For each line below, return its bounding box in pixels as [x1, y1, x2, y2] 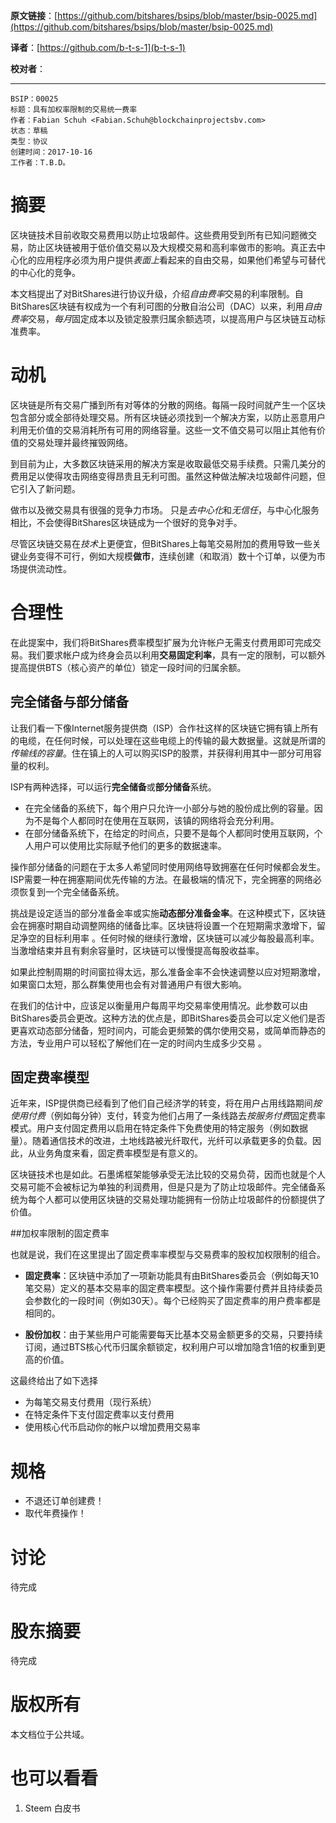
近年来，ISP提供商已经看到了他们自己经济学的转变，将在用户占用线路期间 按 [10, 1097, 322, 1109]
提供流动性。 [18, 562, 72, 574]
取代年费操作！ [24, 1507, 87, 1519]
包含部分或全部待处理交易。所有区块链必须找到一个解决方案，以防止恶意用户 [10, 411, 326, 423]
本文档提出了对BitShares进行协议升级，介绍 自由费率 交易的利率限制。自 [10, 287, 304, 299]
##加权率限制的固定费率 [10, 1227, 110, 1239]
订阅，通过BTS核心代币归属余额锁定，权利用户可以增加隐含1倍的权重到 [24, 1341, 317, 1353]
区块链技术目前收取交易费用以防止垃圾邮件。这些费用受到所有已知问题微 [10, 229, 308, 241]
